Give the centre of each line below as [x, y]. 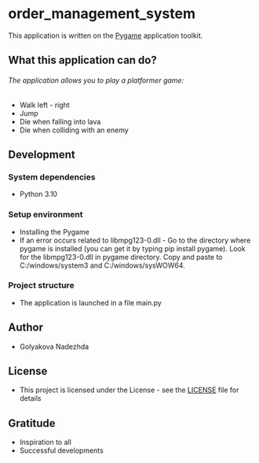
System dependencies [52, 176]
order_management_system [102, 14]
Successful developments [61, 450]
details [30, 398]
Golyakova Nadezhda [54, 346]
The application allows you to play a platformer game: [96, 80]
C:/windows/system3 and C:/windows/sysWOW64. [102, 265]
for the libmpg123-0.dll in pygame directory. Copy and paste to [121, 257]
